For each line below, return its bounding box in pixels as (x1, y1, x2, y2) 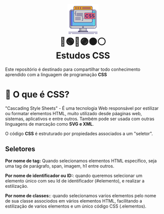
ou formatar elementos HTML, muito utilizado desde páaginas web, (5, 110, 142, 116)
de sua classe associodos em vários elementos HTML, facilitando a (5, 198, 142, 204)
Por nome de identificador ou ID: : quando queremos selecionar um (5, 172, 142, 179)
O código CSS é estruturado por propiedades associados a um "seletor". (5, 130, 153, 136)
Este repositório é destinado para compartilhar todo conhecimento (5, 66, 141, 72)
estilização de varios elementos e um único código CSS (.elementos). (5, 203, 147, 209)
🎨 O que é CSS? (5, 88, 70, 100)
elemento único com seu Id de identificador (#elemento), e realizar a (5, 178, 145, 184)
